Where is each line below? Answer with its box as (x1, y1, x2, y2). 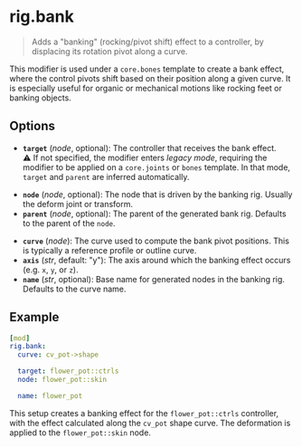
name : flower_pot (17, 391, 83, 400)
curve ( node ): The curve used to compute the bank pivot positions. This (22, 235, 289, 246)
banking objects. (9, 92, 72, 103)
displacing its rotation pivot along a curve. (31, 45, 188, 56)
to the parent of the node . (22, 217, 116, 228)
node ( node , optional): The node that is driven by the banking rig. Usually (22, 188, 293, 200)
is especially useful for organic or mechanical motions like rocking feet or (9, 82, 282, 93)
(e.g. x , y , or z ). (22, 264, 79, 275)
